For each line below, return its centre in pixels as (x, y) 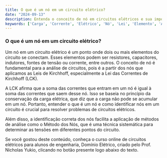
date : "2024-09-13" (25, 14)
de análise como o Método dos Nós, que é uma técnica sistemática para (79, 124)
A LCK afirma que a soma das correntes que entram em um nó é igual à (78, 88)
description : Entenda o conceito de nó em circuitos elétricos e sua (79, 19)
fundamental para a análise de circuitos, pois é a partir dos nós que (74, 68)
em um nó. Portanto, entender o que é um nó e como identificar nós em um (82, 104)
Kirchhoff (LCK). (22, 78)
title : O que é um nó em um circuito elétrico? (55, 10)
